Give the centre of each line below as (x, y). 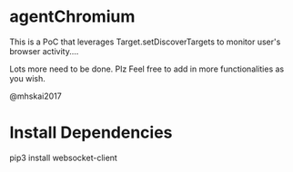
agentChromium (72, 17)
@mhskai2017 (35, 96)
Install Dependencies (91, 133)
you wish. (27, 78)
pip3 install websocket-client (64, 158)
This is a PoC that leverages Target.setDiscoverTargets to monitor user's (145, 42)
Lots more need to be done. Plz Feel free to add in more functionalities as (147, 69)
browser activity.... (44, 51)
